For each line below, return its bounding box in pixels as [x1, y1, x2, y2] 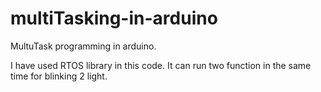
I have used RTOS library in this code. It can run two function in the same [10, 59, 312, 71]
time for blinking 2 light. [10, 70, 108, 82]
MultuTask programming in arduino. [10, 40, 157, 52]
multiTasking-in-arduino [10, 7, 218, 30]
